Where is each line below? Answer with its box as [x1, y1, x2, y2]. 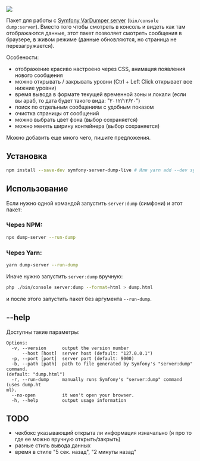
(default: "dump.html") [6, 371, 65, 377]
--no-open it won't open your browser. [11, 392, 135, 398]
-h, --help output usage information [11, 397, 127, 403]
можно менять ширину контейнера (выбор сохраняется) [14, 122, 160, 130]
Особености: [6, 54, 39, 61]
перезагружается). [6, 42, 55, 49]
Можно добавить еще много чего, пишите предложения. [6, 134, 151, 141]
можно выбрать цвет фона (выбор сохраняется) [14, 116, 138, 123]
